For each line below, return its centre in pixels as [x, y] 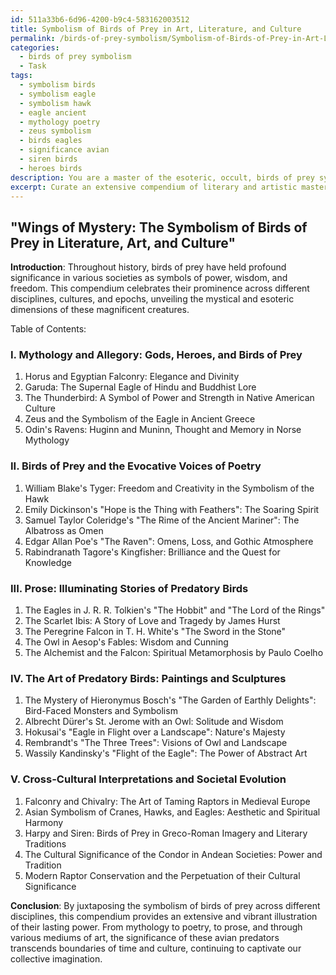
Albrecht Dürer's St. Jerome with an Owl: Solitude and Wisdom [154, 722]
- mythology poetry [60, 122]
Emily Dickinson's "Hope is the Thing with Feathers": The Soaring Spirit [172, 509]
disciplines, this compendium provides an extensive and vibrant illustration [164, 916]
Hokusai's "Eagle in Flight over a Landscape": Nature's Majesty [155, 732]
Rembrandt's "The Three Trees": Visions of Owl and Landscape [156, 743]
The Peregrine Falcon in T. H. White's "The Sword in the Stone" [155, 632]
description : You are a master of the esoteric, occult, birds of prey [162, 177]
